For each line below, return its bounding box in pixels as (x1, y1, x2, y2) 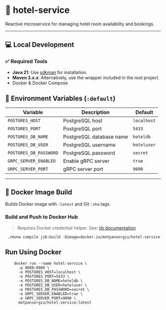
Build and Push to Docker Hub (5, 214, 78, 221)
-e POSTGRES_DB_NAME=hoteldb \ (18, 278, 83, 284)
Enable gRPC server (63, 157, 110, 164)
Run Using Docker (5, 248, 62, 256)
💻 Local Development (5, 41, 74, 49)
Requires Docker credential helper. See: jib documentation (17, 225, 136, 231)
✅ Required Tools (5, 58, 48, 65)
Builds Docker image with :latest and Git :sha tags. (5, 201, 111, 207)
